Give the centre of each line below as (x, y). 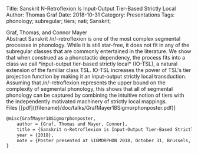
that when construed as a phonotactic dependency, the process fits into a (96, 58)
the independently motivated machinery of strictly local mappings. (87, 101)
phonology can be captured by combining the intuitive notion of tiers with (95, 95)
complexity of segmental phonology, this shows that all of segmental (90, 89)
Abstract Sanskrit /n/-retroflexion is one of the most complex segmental (93, 39)
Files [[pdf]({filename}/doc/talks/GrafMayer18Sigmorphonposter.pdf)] (91, 108)
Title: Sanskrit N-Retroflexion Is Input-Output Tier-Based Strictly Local (91, 9)
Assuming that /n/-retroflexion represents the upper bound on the (86, 83)
